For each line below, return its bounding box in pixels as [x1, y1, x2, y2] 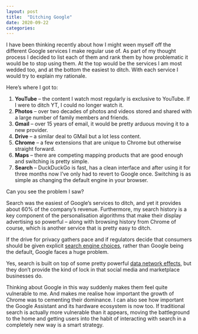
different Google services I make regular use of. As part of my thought [6, 48, 176, 55]
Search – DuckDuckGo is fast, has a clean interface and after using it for [14, 164, 191, 171]
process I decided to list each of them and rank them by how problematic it [6, 54, 189, 61]
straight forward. [14, 145, 56, 153]
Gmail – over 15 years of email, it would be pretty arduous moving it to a [14, 120, 189, 127]
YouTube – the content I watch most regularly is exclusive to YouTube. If [14, 95, 190, 102]
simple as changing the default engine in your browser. [14, 177, 148, 184]
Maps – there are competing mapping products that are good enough [14, 151, 183, 159]
